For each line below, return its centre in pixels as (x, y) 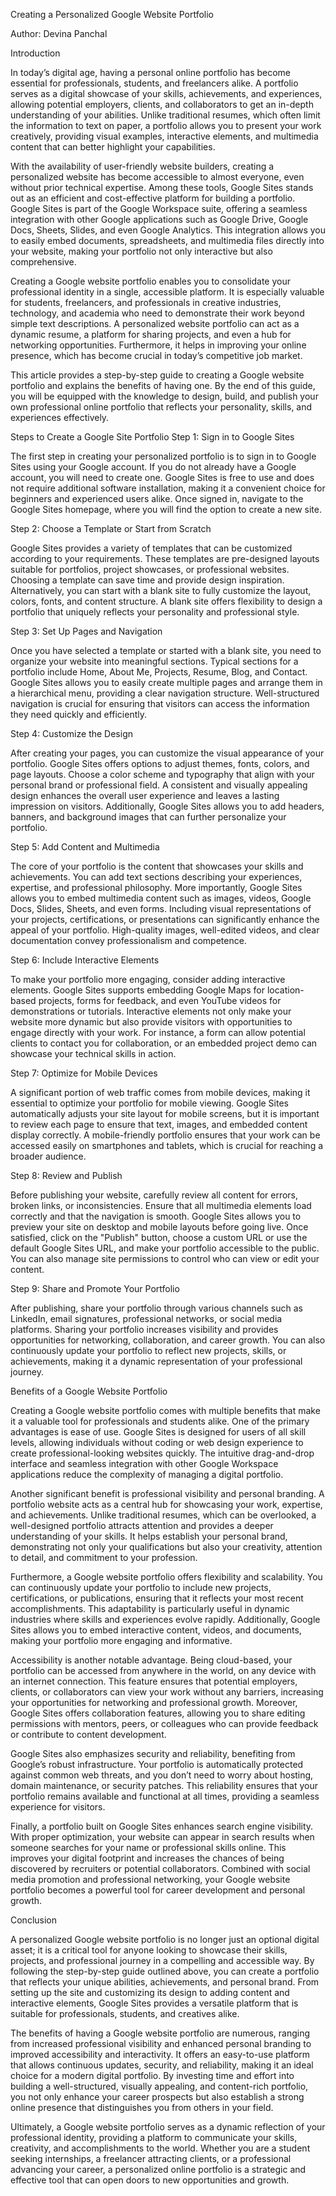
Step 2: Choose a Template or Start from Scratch (111, 528)
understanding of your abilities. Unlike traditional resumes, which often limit (165, 115)
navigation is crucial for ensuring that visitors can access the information (160, 703)
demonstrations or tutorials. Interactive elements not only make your (151, 1011)
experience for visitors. (58, 1807)
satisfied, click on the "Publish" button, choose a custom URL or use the (159, 1237)
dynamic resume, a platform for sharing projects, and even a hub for (151, 334)
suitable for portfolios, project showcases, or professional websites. (150, 569)
